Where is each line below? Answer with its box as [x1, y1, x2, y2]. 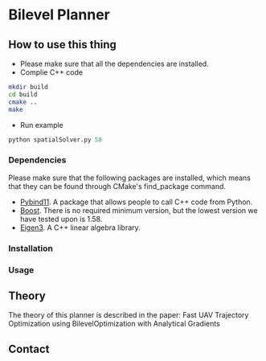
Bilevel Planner [8, 6, 110, 24]
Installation [8, 243, 54, 254]
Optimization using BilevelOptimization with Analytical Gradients [8, 319, 221, 329]
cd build [8, 90, 38, 98]
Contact [8, 342, 50, 355]
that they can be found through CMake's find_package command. [8, 181, 227, 191]
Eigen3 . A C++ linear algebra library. [19, 223, 141, 232]
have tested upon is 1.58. [19, 214, 103, 224]
